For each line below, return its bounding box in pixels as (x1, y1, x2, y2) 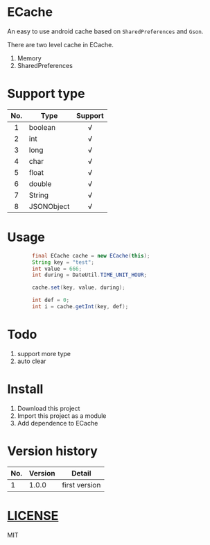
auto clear (17, 357, 46, 365)
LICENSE (7, 508, 59, 523)
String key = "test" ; (32, 258, 95, 266)
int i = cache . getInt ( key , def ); (32, 303, 129, 310)
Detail (71, 468, 91, 478)
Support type (7, 86, 85, 101)
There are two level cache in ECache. (7, 40, 114, 49)
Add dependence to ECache (17, 419, 98, 427)
